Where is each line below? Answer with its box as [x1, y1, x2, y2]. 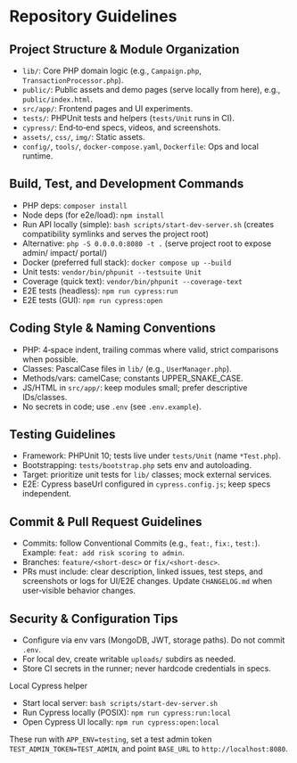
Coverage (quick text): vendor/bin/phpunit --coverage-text [21, 275, 243, 286]
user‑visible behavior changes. [21, 586, 136, 596]
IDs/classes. [21, 391, 68, 402]
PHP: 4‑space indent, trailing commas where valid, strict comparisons [21, 344, 279, 355]
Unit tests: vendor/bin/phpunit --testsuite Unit [21, 266, 202, 277]
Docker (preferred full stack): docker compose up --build [21, 257, 232, 267]
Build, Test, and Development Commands [9, 176, 244, 192]
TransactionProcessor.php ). [21, 75, 124, 86]
